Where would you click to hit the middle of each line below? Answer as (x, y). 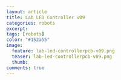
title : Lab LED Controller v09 (46, 17)
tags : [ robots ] (25, 34)
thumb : (20, 62)
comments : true (25, 68)
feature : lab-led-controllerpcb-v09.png (63, 51)
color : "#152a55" (28, 40)
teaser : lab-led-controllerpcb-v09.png (62, 57)
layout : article (27, 12)
